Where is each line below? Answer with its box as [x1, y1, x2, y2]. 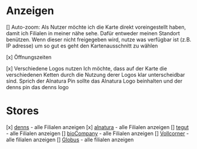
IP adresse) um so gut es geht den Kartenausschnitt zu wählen [6, 42, 158, 49]
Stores [6, 104, 39, 118]
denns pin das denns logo [6, 83, 69, 90]
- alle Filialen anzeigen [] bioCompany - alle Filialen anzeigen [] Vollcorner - [6, 130, 189, 137]
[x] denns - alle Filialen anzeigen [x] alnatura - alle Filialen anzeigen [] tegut [6, 123, 189, 130]
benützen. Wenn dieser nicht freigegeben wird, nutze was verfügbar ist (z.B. [6, 36, 192, 43]
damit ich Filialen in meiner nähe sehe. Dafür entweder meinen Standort [6, 29, 181, 36]
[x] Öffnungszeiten [6, 53, 52, 60]
